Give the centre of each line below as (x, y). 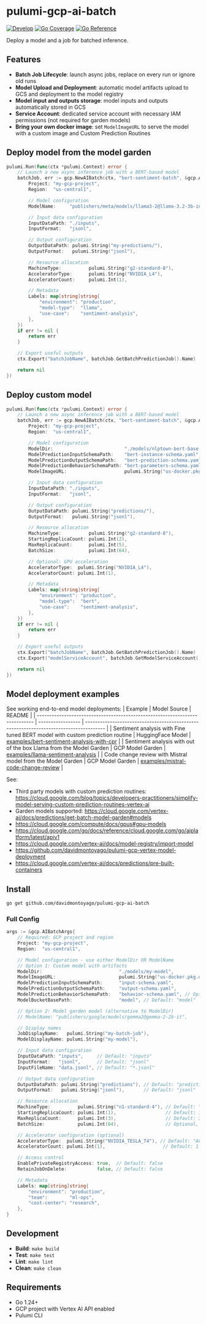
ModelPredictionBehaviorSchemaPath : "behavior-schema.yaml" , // (104, 995)
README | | (21, 715)
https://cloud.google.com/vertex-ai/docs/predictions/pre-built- (95, 863)
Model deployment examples (63, 694)
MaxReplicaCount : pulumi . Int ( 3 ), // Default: (107, 1118)
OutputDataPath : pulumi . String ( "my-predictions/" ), (96, 246)
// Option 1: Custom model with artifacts (72, 966)
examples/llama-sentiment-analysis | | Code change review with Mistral (97, 755)
